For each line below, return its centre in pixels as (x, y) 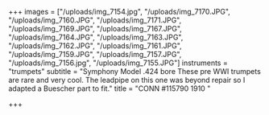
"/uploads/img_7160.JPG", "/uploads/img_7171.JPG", (95, 20)
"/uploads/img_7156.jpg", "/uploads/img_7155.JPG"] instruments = (118, 63)
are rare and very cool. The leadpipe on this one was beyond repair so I (127, 80)
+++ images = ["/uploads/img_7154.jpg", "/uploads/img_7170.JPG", (120, 12)
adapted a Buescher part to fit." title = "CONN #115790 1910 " (110, 88)
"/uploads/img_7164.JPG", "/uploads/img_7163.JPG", (96, 37)
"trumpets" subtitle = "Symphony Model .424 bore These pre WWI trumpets (135, 71)
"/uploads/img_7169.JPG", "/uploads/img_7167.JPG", (95, 29)
